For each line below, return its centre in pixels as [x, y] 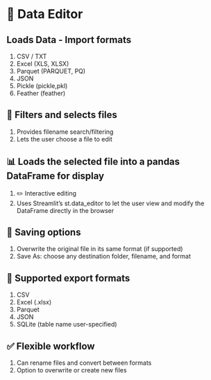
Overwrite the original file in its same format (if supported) [100, 249]
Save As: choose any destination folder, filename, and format [104, 257]
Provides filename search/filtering [65, 132]
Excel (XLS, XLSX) [43, 64]
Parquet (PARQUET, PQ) [51, 71]
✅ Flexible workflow [51, 346]
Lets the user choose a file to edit [64, 139]
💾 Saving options [44, 233]
